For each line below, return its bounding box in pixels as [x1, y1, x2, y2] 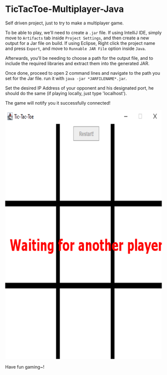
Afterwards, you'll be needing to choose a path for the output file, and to [5, 55, 153, 61]
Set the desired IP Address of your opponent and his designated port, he [5, 85, 154, 91]
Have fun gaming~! [5, 364, 45, 370]
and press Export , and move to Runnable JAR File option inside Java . [5, 45, 146, 51]
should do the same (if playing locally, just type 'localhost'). [5, 90, 127, 96]
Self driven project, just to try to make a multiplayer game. [5, 20, 124, 26]
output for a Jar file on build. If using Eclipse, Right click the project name [5, 40, 156, 46]
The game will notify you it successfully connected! [5, 100, 111, 106]
